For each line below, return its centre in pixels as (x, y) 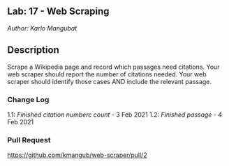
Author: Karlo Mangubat (42, 28)
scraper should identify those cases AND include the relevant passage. (109, 81)
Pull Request (29, 140)
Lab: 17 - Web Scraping (58, 11)
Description (33, 50)
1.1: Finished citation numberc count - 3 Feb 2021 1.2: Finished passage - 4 (115, 115)
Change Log (28, 99)
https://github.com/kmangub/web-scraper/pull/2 (77, 155)
